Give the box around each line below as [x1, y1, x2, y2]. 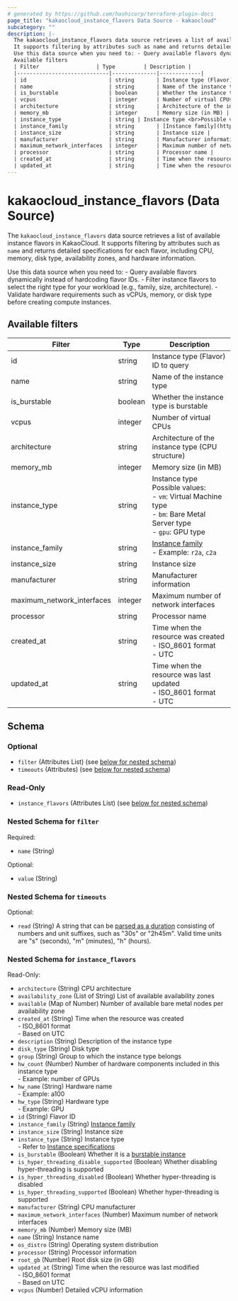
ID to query [152, 360, 189, 370]
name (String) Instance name [17, 1233, 99, 1241]
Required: [7, 833, 36, 841]
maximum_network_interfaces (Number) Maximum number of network [17, 1210, 218, 1219]
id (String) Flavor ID [17, 1112, 76, 1121]
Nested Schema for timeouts [7, 892, 107, 902]
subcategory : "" [7, 23, 55, 31]
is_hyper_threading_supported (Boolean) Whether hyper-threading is [17, 1187, 220, 1196]
